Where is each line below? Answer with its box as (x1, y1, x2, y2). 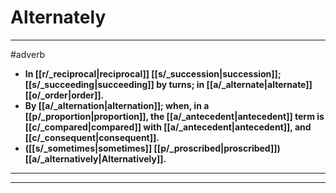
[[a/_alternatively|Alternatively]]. (24, 152, 167, 165)
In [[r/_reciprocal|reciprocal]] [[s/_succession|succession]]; (24, 67, 282, 80)
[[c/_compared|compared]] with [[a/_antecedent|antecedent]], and (24, 121, 312, 133)
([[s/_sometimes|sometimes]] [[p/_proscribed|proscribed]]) (24, 142, 281, 154)
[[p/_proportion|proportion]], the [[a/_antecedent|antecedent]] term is (24, 110, 325, 122)
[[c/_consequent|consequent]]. (24, 131, 160, 143)
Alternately (10, 6, 107, 29)
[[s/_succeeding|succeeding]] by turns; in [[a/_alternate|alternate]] (24, 78, 313, 90)
